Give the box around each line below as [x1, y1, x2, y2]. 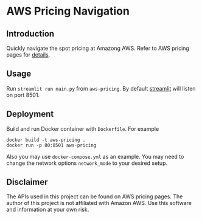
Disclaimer [6, 177, 48, 187]
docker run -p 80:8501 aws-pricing [6, 142, 97, 148]
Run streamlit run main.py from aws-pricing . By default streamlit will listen [6, 85, 196, 92]
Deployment [6, 109, 54, 119]
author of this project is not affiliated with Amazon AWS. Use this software [6, 200, 192, 207]
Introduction [6, 29, 55, 39]
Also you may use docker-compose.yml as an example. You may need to [6, 153, 184, 160]
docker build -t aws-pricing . [6, 137, 86, 143]
